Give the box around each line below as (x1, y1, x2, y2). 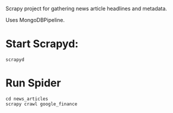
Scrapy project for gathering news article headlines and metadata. (5, 5, 167, 12)
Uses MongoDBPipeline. (5, 17, 65, 23)
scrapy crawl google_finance (5, 101, 78, 107)
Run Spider (5, 76, 62, 90)
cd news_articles (5, 96, 49, 102)
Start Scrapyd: (5, 37, 79, 51)
